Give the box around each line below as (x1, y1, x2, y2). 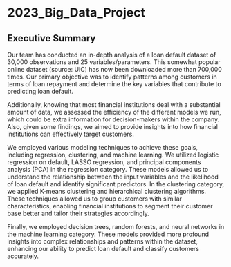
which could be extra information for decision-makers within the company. (7, 115, 220, 123)
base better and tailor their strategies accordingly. (7, 209, 150, 217)
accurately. (7, 252, 39, 260)
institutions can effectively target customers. (7, 130, 135, 138)
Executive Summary (7, 32, 96, 44)
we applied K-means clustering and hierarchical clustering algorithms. (7, 188, 206, 195)
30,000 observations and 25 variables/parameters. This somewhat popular (7, 58, 221, 66)
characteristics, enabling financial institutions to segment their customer (7, 202, 213, 210)
